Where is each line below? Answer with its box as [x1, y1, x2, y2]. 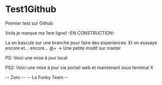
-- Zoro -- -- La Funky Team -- [5, 74, 69, 80]
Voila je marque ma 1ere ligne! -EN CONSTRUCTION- [5, 30, 115, 36]
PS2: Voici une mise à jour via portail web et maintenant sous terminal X [5, 64, 154, 70]
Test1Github [5, 4, 57, 15]
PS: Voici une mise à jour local [5, 54, 68, 61]
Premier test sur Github [5, 20, 54, 26]
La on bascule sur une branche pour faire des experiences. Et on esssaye [5, 39, 157, 46]
